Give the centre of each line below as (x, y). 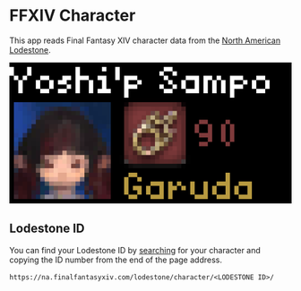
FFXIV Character (73, 16)
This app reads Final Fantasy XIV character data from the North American (145, 40)
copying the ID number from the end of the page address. (116, 260)
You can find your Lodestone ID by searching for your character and (135, 250)
